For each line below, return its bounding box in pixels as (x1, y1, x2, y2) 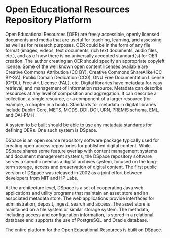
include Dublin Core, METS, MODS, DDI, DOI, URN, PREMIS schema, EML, (5, 107, 160, 113)
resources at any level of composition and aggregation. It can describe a (5, 90, 157, 96)
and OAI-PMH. (5, 112, 36, 118)
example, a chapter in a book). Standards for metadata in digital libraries (5, 101, 156, 107)
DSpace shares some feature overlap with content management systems (5, 148, 157, 154)
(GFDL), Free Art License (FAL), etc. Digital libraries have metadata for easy (5, 80, 163, 86)
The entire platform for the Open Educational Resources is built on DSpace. (5, 227, 163, 233)
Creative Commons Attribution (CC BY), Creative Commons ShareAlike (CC (5, 69, 162, 75)
